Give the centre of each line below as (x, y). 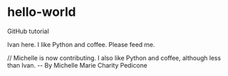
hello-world (42, 12)
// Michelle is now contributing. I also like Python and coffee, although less (114, 58)
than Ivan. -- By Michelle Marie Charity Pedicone (77, 65)
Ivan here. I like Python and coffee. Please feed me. (81, 44)
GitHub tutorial (28, 31)
